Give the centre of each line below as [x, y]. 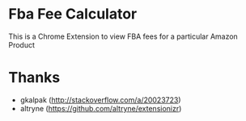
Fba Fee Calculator [73, 14]
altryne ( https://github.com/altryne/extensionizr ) [101, 108]
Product [21, 44]
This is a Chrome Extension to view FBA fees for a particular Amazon [123, 36]
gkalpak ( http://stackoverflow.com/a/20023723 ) [100, 100]
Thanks [34, 78]
